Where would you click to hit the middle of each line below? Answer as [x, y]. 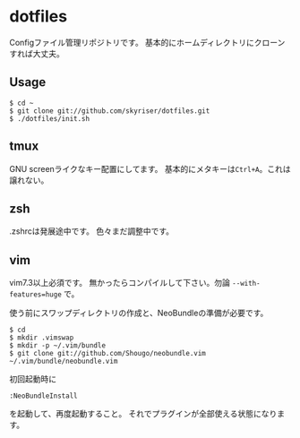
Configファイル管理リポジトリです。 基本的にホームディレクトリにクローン [147, 42]
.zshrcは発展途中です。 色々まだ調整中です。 [92, 231]
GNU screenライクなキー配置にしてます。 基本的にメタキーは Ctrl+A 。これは [150, 168]
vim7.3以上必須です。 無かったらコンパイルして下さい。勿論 [120, 283]
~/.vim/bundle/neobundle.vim [64, 361]
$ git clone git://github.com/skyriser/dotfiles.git [110, 111]
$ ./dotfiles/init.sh [50, 118]
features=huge [36, 295]
